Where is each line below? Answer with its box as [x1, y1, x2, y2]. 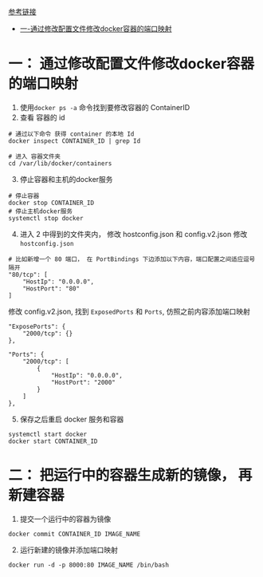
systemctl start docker [8, 430, 88, 438]
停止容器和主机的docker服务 [19, 174, 113, 184]
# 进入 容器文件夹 [8, 152, 61, 160]
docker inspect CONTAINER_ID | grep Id [8, 136, 141, 145]
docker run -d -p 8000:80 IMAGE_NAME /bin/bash [8, 561, 170, 569]
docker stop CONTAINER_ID [8, 199, 94, 207]
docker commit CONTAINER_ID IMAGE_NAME [8, 530, 141, 538]
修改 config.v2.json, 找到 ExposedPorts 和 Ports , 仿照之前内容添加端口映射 [8, 306, 251, 316]
